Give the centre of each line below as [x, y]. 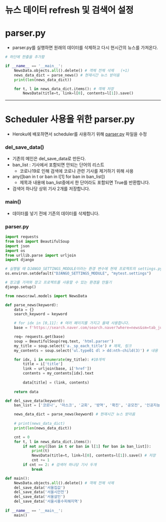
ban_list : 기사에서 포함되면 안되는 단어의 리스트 [58, 165]
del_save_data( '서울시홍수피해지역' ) [48, 502]
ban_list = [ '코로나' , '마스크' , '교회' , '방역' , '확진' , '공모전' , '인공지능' [88, 405]
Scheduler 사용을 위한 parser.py [70, 119]
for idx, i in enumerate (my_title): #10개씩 [60, 359]
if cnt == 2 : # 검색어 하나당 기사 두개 [60, 465]
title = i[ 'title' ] [43, 364]
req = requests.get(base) [40, 337]
